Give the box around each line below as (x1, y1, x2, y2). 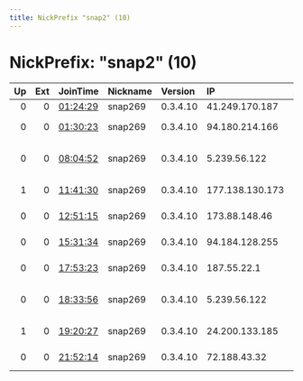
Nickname (107, 85, 152, 98)
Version (161, 85, 196, 98)
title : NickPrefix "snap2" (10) (9, 13, 131, 23)
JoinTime (58, 85, 99, 98)
